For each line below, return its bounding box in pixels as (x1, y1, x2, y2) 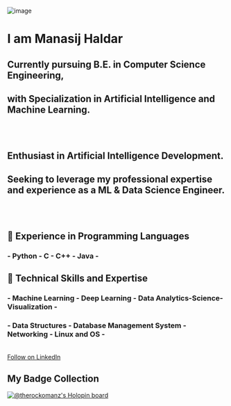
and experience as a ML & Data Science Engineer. (7, 184, 225, 196)
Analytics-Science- (155, 293, 223, 303)
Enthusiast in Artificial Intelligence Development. (7, 149, 224, 161)
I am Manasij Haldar (7, 31, 123, 47)
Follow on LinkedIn (7, 352, 61, 361)
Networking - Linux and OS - (7, 330, 105, 339)
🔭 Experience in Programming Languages (7, 230, 189, 242)
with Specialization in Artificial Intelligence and (7, 92, 216, 104)
